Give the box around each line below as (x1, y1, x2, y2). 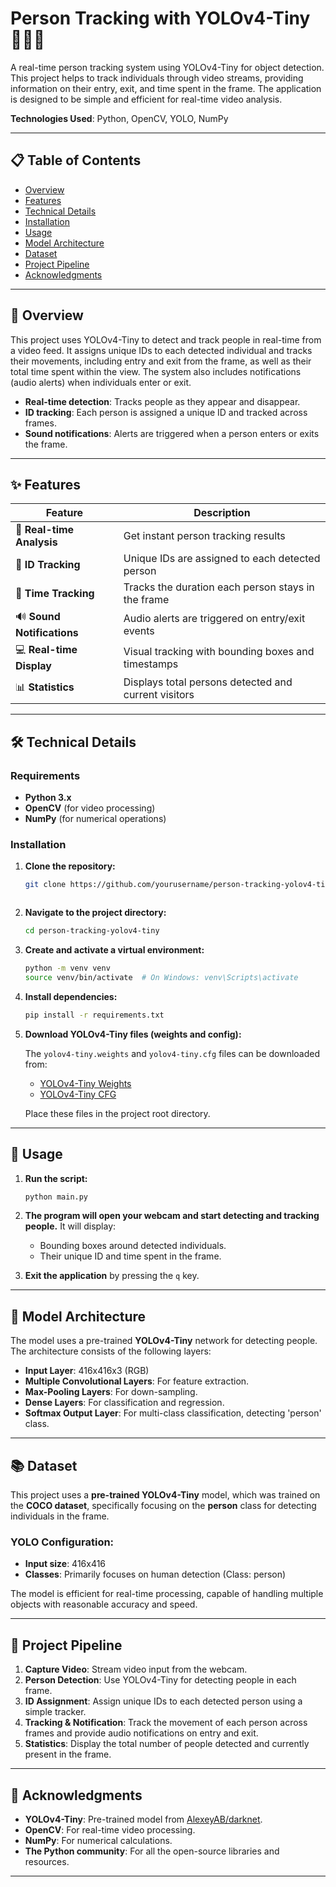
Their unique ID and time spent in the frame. (39, 1250, 222, 1262)
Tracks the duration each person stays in (123, 580, 315, 594)
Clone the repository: (24, 860, 116, 872)
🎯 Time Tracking (15, 587, 95, 601)
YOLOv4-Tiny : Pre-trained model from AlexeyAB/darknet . (24, 1813, 263, 1825)
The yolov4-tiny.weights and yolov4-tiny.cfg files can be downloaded (24, 1047, 321, 1059)
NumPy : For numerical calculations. (24, 1834, 173, 1846)
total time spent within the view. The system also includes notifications (10, 365, 302, 377)
